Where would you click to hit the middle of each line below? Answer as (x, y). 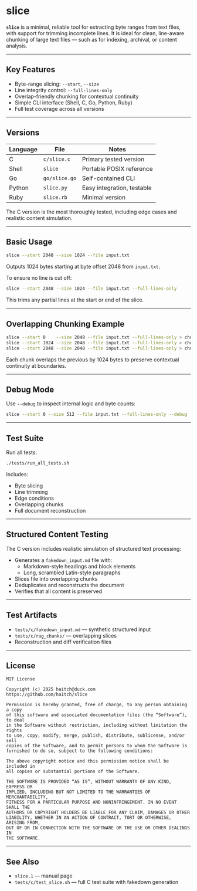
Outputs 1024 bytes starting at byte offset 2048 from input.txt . (83, 267)
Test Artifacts (32, 615)
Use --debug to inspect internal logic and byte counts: (71, 404)
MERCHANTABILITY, (27, 797)
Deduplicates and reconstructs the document (69, 585)
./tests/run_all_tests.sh (38, 463)
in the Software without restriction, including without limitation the (97, 726)
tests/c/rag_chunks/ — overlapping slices (66, 635)
